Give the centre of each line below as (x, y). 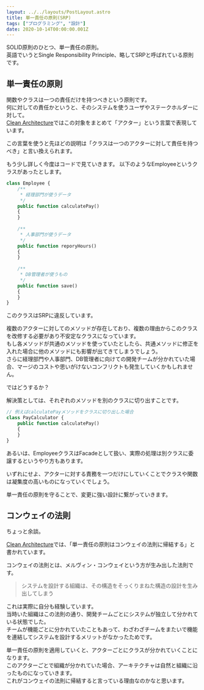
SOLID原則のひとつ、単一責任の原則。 (54, 47)
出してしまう (37, 593)
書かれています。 (27, 552)
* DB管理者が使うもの (44, 275)
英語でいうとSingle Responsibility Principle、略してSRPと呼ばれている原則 (100, 55)
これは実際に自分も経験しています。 (52, 607)
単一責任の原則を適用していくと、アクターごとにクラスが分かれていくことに (102, 650)
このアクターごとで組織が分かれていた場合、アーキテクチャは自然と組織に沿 (102, 665)
